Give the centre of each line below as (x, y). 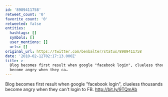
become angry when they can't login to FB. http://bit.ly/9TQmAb (71, 89)
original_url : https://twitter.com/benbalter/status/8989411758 (73, 51)
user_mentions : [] (29, 42)
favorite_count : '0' (27, 19)
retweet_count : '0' (25, 14)
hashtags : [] (23, 33)
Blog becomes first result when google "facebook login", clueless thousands (84, 84)
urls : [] (19, 47)
